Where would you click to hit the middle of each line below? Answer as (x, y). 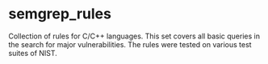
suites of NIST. (33, 53)
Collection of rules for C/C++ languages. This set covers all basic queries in (134, 36)
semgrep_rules (60, 14)
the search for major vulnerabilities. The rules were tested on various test (130, 44)
